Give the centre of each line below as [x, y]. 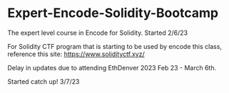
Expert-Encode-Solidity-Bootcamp [113, 13]
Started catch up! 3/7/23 [44, 81]
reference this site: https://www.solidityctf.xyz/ [76, 54]
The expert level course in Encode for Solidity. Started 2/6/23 [97, 33]
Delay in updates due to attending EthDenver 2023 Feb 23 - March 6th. [112, 67]
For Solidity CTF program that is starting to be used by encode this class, [115, 46]
